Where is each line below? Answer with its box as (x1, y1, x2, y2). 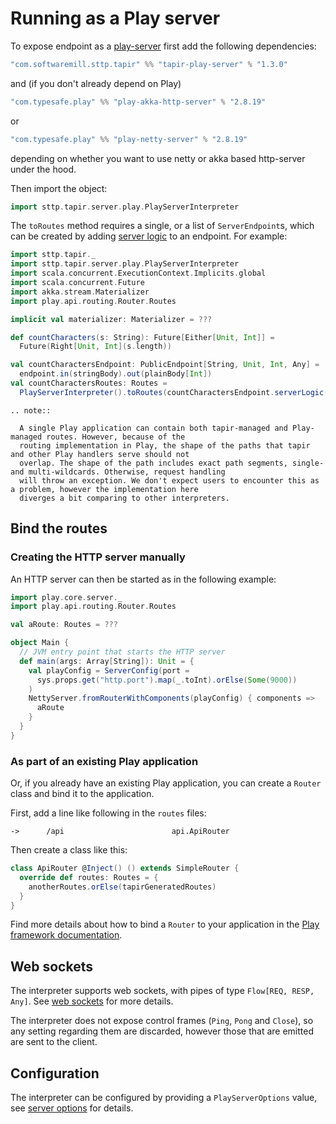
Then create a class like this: (10, 844, 128, 856)
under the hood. (10, 163, 77, 175)
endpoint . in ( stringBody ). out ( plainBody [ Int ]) (19, 369, 213, 379)
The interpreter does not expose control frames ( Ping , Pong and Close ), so (10, 1015, 314, 1027)
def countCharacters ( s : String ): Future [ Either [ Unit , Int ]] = (10, 332, 275, 342)
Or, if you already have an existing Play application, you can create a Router (10, 777, 322, 789)
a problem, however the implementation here (10, 484, 199, 494)
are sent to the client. (10, 1036, 98, 1048)
